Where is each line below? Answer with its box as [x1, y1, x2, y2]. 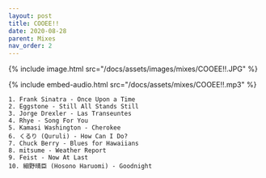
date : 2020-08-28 [8, 27, 67, 35]
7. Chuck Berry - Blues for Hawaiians [8, 139, 139, 148]
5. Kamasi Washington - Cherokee [8, 124, 121, 132]
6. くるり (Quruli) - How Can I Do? [8, 133, 128, 141]
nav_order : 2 [8, 42, 53, 50]
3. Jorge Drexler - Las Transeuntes [8, 110, 132, 118]
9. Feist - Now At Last [8, 154, 89, 162]
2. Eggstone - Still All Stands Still [8, 103, 139, 111]
